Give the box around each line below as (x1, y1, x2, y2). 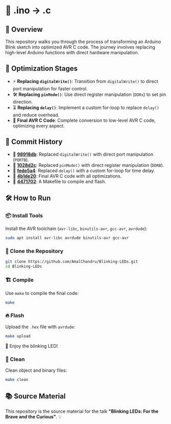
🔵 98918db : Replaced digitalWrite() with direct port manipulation (12, 151, 154, 157)
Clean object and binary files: (5, 367, 67, 373)
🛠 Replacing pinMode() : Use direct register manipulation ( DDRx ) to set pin (12, 91, 166, 97)
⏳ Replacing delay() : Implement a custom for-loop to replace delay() (12, 104, 159, 111)
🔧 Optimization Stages (5, 64, 78, 73)
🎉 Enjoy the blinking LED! (5, 343, 58, 349)
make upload (5, 333, 31, 338)
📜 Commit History (5, 138, 63, 146)
